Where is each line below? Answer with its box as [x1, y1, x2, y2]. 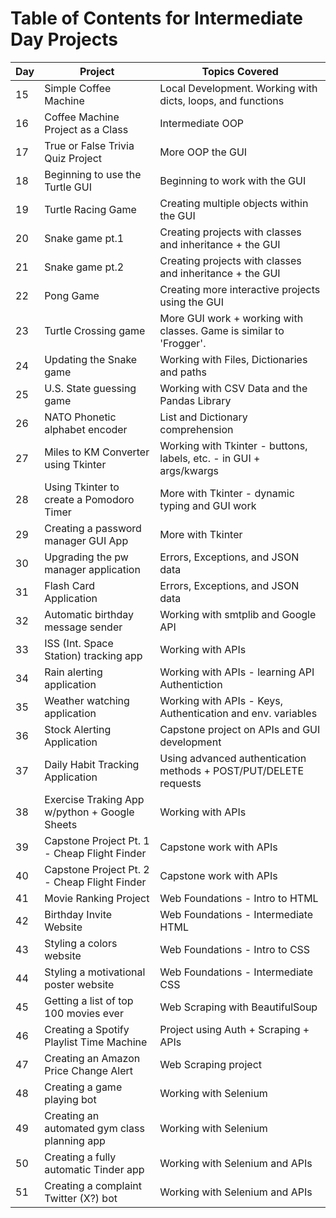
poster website [44, 977, 115, 991]
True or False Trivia [44, 138, 135, 152]
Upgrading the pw [44, 550, 129, 564]
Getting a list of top [44, 993, 134, 1007]
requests [159, 776, 202, 790]
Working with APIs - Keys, [159, 693, 284, 707]
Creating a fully [44, 1150, 117, 1164]
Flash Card [44, 578, 95, 592]
